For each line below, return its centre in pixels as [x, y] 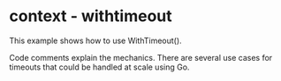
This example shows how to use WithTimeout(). [96, 40]
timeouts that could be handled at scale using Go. [99, 67]
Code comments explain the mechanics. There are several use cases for [141, 57]
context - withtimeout [91, 16]
